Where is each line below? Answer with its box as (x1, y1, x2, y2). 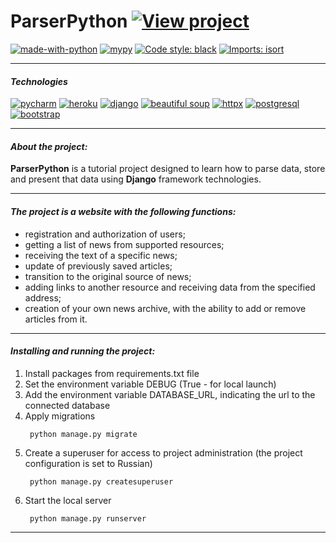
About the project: (10, 140, 88, 152)
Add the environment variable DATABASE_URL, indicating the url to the (24, 388, 316, 400)
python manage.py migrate (29, 429, 138, 439)
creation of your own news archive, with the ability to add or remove (24, 302, 307, 314)
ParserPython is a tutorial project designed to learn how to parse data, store (10, 163, 326, 175)
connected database (24, 399, 111, 411)
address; (24, 291, 62, 304)
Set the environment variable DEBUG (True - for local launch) (24, 378, 277, 390)
